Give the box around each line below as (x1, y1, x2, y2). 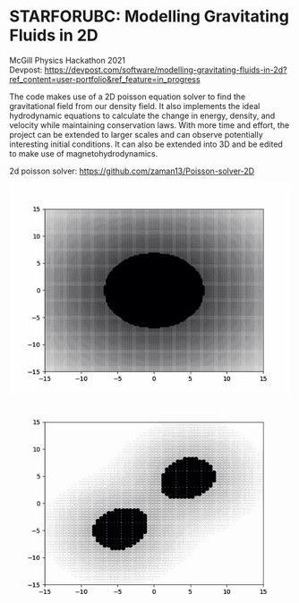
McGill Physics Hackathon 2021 (9, 55, 126, 65)
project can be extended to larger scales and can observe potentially (9, 129, 264, 140)
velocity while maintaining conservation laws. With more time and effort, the (9, 119, 290, 131)
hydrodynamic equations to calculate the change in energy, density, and (9, 110, 276, 121)
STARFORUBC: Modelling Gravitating (9, 6, 289, 27)
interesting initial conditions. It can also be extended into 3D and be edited (9, 139, 284, 149)
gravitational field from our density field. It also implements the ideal (9, 100, 261, 111)
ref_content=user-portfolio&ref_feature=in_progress (9, 73, 201, 84)
